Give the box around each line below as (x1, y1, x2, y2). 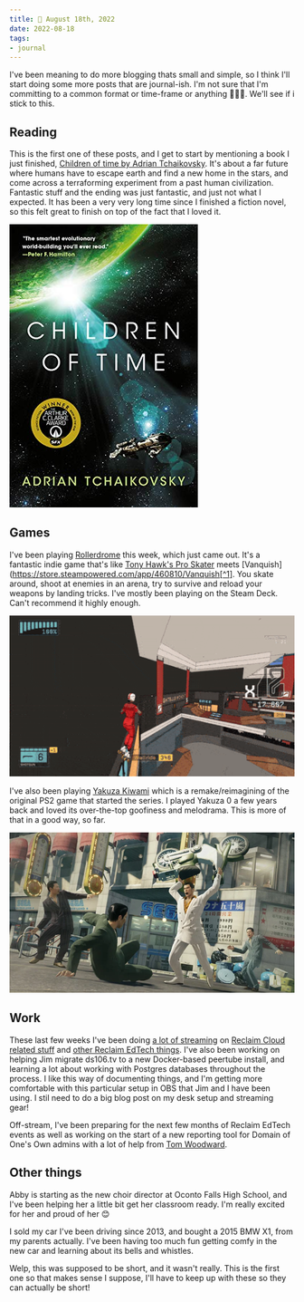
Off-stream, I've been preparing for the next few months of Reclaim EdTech (9, 1119, 291, 1130)
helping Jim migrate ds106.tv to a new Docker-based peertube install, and (9, 1054, 285, 1065)
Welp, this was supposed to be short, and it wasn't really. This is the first (9, 1262, 280, 1273)
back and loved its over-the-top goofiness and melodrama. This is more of (9, 805, 287, 815)
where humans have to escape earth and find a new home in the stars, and (9, 168, 289, 178)
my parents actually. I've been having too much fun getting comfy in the (9, 1235, 278, 1246)
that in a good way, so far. (9, 814, 106, 825)
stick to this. (9, 98, 55, 109)
